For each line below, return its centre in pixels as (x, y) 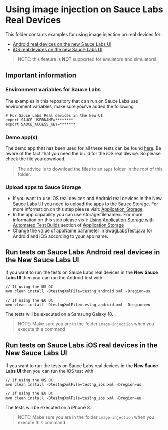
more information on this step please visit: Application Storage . (78, 209)
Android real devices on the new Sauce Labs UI (62, 44)
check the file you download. (35, 159)
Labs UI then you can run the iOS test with (49, 371)
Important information (41, 75)
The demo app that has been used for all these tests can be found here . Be (83, 148)
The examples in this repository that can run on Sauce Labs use (72, 101)
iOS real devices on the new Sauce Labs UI (57, 49)
